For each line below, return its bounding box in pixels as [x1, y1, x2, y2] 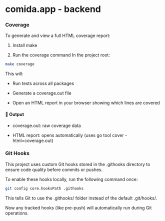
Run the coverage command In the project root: [12, 52, 110, 58]
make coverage [5, 61, 35, 67]
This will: [5, 71, 23, 77]
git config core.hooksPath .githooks [5, 186, 84, 191]
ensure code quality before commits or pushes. [5, 166, 103, 172]
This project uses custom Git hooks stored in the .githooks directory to [5, 161, 150, 167]
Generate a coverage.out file [12, 90, 71, 96]
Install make [12, 42, 37, 48]
